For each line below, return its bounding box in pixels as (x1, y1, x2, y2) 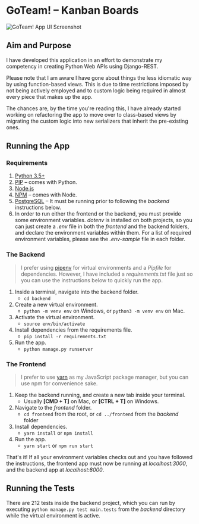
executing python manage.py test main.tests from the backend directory (6, 506, 185, 513)
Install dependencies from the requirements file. (14, 326, 132, 333)
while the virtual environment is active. (6, 511, 101, 519)
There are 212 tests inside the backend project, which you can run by (6, 499, 175, 506)
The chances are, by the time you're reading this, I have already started (6, 105, 181, 112)
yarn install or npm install (23, 429, 93, 436)
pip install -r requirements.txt (23, 333, 107, 339)
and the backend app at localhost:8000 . (6, 466, 105, 473)
